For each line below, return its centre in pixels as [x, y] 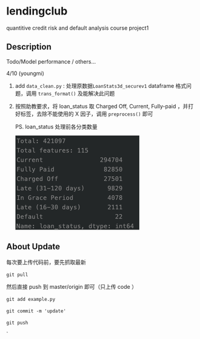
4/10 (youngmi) [25, 73]
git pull [17, 275]
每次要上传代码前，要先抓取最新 [46, 262]
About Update [33, 247]
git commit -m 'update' [36, 311]
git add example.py [31, 299]
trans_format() [57, 94]
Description [29, 47]
